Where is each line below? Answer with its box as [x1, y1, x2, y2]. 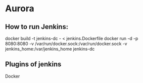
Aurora [5, 3, 35, 14]
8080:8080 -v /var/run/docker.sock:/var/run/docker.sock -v [5, 41, 128, 47]
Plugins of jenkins [5, 60, 62, 69]
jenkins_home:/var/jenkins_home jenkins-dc [5, 46, 95, 52]
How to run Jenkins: [5, 23, 68, 31]
